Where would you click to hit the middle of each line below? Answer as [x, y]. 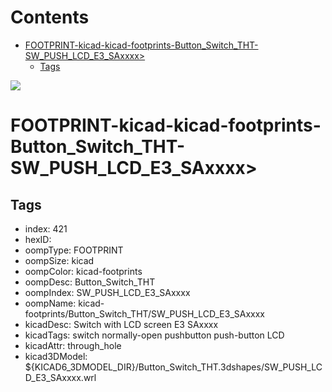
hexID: [38, 239]
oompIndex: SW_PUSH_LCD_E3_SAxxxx [107, 292]
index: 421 [46, 228]
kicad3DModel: [56, 356]
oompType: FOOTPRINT [74, 250]
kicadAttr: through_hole [73, 345]
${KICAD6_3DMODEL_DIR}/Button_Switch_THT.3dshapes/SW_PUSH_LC [173, 367]
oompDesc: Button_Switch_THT [90, 282]
